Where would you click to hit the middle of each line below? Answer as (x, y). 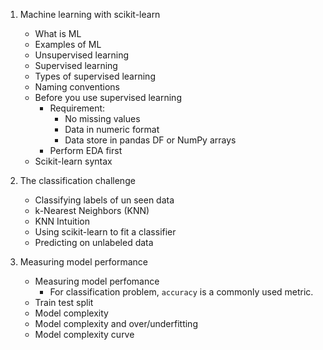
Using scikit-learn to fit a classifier (105, 232)
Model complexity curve (84, 334)
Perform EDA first (86, 150)
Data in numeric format (112, 129)
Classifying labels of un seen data (104, 200)
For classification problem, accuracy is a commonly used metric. (181, 292)
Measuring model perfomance (97, 281)
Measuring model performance (84, 262)
